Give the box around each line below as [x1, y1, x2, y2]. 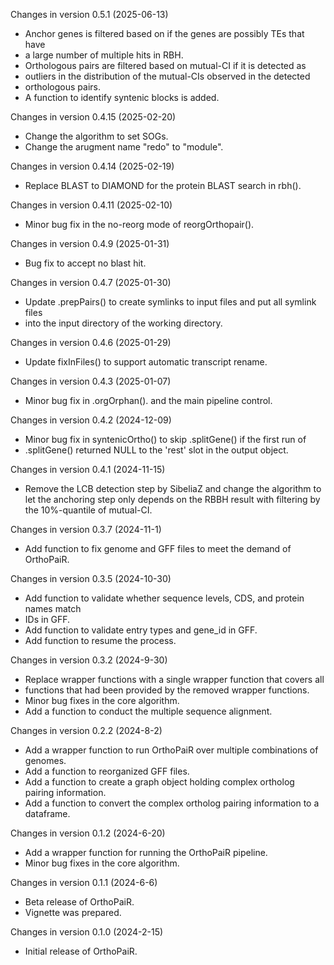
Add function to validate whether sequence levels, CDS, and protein [24, 592, 305, 604]
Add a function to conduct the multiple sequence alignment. [24, 705, 273, 717]
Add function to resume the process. [24, 635, 177, 646]
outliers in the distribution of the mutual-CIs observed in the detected [24, 70, 311, 82]
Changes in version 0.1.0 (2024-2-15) [10, 926, 164, 938]
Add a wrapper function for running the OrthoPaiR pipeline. [24, 847, 268, 858]
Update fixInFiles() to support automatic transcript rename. [24, 356, 268, 368]
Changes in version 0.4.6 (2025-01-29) [10, 337, 172, 348]
